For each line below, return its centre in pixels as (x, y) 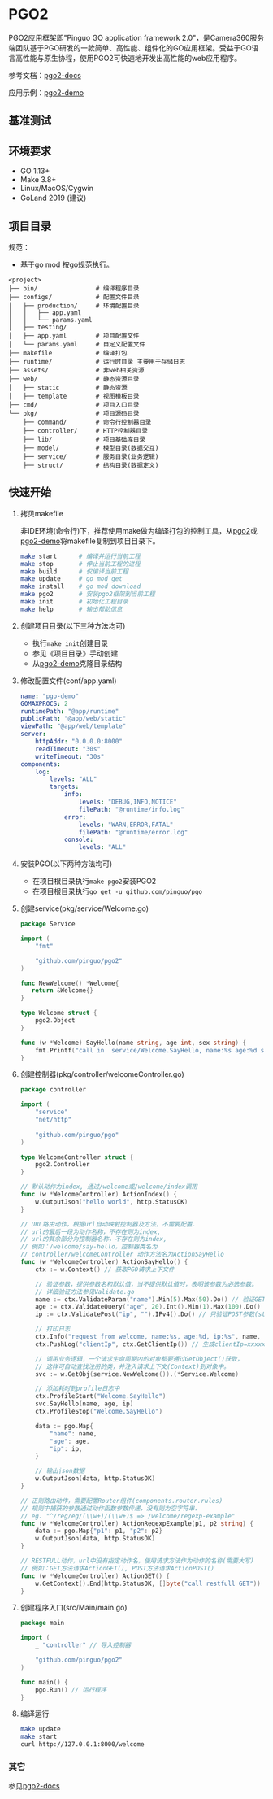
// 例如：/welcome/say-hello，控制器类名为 (89, 1247)
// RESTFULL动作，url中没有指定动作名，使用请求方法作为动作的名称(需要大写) (137, 1561)
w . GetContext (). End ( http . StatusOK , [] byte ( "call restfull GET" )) (148, 1583)
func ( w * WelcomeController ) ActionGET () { (95, 1576)
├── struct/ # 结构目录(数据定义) (91, 465)
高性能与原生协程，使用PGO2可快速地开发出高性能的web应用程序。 (128, 58)
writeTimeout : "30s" (70, 756)
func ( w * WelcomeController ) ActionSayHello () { (104, 1262)
